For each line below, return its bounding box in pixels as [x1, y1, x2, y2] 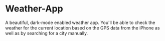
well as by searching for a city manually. [5, 30, 88, 36]
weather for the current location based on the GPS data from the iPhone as [5, 24, 160, 30]
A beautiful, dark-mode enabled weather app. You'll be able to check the [5, 19, 155, 25]
